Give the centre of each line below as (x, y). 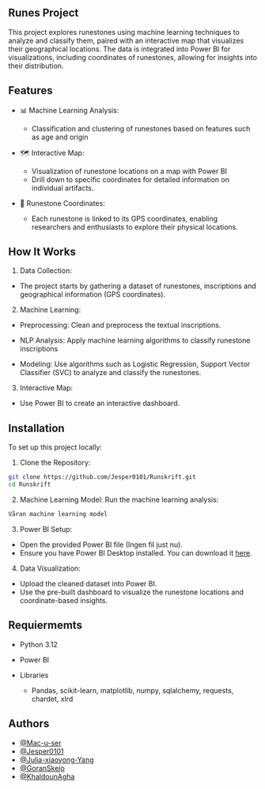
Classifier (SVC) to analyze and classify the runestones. (110, 373)
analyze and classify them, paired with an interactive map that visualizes (126, 40)
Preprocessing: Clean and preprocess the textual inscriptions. (120, 325)
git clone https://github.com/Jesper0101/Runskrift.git (102, 477)
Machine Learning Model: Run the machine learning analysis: (119, 499)
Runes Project (44, 13)
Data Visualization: (50, 568)
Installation (36, 428)
